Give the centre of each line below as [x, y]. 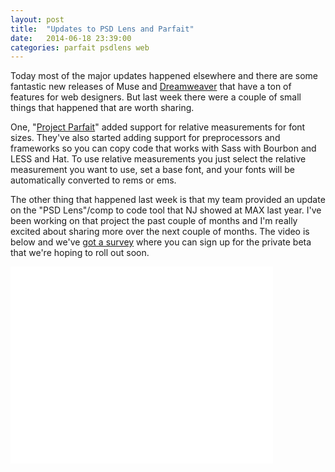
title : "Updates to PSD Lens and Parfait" [102, 29]
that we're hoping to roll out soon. [80, 253]
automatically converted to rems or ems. [93, 180]
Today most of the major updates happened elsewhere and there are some [164, 76]
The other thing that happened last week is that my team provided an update [168, 200]
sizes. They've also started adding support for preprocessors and [145, 138]
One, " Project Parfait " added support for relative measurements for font [158, 127]
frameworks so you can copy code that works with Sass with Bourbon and [163, 148]
